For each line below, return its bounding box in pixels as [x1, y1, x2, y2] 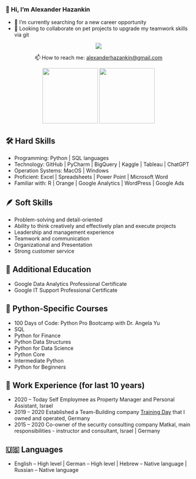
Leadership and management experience [14, 229, 115, 236]
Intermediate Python [14, 357, 64, 364]
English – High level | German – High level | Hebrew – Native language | [14, 460, 187, 467]
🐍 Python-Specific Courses [5, 304, 109, 314]
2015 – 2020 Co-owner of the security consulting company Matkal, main [14, 421, 191, 428]
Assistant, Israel [14, 402, 54, 409]
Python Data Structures [14, 338, 71, 345]
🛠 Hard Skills [5, 136, 55, 146]
